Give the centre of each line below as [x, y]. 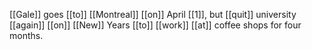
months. [26, 35]
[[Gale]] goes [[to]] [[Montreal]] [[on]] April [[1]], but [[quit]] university [153, 14]
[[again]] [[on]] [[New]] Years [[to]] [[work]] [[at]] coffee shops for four [155, 25]
